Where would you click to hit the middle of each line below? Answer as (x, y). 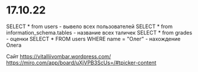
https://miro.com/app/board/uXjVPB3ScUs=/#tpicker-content (81, 63)
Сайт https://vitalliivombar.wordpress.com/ (59, 56)
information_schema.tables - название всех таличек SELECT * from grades (99, 32)
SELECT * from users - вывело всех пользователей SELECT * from (90, 26)
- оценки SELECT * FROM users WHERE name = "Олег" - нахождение (93, 39)
